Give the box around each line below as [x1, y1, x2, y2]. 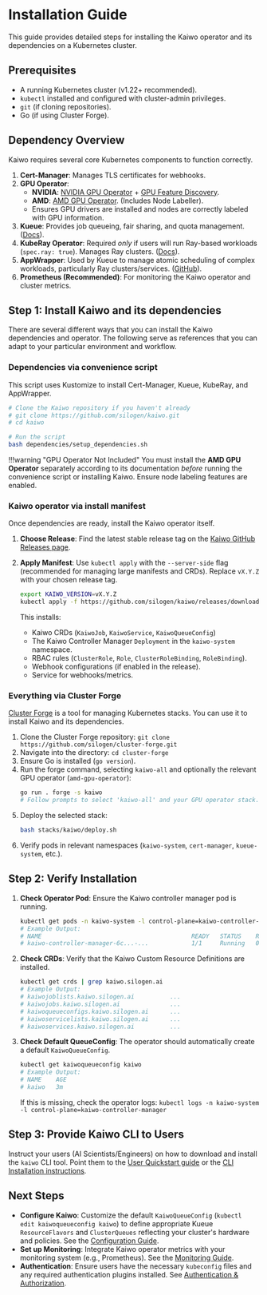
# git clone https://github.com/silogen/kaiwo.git [8, 411, 180, 419]
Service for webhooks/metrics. [31, 670, 134, 680]
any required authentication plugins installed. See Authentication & [19, 1269, 239, 1279]
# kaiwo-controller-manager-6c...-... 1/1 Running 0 [19, 939, 260, 947]
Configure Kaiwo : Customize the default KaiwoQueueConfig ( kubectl [19, 1210, 242, 1220]
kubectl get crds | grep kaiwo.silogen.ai [19, 978, 163, 986]
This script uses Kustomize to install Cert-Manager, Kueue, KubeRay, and [8, 379, 249, 389]
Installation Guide [8, 6, 128, 24]
